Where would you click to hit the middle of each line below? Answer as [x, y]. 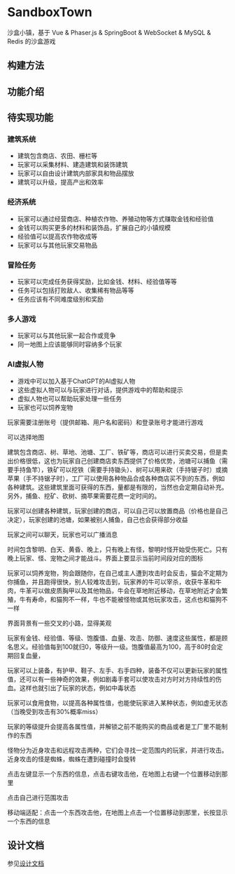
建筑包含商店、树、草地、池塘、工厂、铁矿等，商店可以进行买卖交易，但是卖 [117, 452]
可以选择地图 [26, 437]
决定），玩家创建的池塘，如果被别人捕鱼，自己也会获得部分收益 [98, 519]
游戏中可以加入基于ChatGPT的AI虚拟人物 [76, 381]
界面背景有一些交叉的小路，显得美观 [59, 623]
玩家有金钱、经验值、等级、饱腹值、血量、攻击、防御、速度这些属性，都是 [114, 638]
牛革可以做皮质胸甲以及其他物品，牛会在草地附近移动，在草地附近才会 [120, 591]
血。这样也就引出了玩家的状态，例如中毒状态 [72, 687]
